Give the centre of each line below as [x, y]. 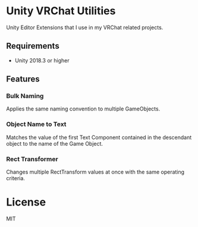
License [26, 202]
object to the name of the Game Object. [54, 143]
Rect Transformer [32, 159]
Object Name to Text [36, 124]
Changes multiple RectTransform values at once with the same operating [95, 172]
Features [23, 79]
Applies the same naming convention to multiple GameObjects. [83, 109]
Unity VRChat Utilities [61, 11]
